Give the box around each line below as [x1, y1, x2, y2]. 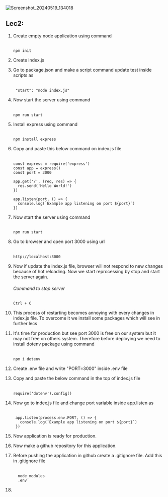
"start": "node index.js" [15, 88, 70, 93]
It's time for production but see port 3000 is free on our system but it [13, 330, 156, 336]
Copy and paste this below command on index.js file [13, 146, 122, 152]
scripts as [13, 72, 34, 78]
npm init [13, 48, 32, 53]
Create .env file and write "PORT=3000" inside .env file [13, 365, 128, 371]
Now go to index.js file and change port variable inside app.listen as [13, 400, 154, 406]
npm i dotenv [13, 356, 41, 361]
